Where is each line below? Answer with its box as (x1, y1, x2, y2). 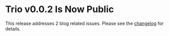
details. (5, 25, 21, 31)
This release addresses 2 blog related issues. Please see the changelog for (5, 20, 164, 26)
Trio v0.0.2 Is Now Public (5, 4, 114, 15)
